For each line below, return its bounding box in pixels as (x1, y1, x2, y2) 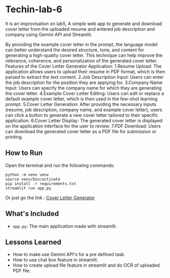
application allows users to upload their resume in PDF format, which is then (5, 68, 165, 75)
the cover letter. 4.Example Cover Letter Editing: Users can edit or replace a (5, 90, 164, 96)
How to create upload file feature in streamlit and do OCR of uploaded (12, 262, 160, 268)
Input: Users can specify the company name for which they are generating (5, 84, 162, 91)
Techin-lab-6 (5, 4, 62, 15)
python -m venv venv (5, 172, 50, 177)
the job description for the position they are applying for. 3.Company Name (5, 79, 163, 85)
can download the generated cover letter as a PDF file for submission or (5, 128, 157, 134)
